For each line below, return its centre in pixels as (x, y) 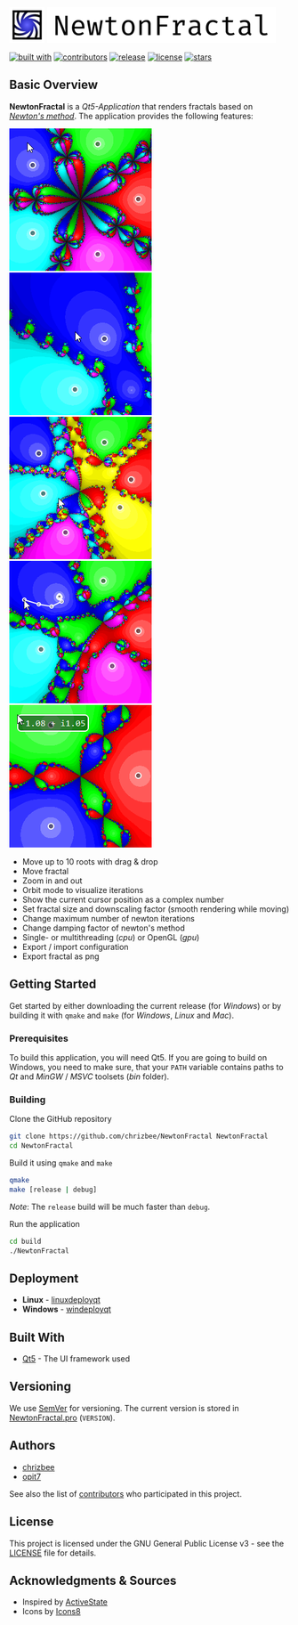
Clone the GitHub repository (61, 1119)
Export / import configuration (75, 947)
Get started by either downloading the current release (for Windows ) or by (145, 1005)
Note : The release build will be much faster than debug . (110, 1207)
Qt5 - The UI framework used (76, 1359)
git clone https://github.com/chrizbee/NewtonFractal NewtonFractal (139, 1137)
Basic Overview (54, 85)
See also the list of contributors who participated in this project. (126, 1493)
